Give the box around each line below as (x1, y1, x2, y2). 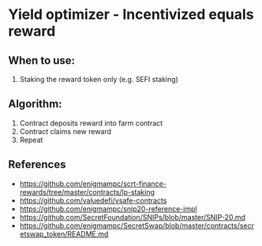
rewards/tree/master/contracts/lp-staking (19, 187, 155, 196)
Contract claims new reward (19, 126, 112, 136)
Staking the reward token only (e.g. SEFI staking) (19, 75, 179, 84)
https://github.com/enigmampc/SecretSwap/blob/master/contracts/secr (19, 221, 255, 230)
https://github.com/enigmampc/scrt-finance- (19, 179, 167, 188)
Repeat (19, 135, 43, 144)
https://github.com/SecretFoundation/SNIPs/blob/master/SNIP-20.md (19, 212, 246, 222)
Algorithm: (8, 97, 62, 111)
